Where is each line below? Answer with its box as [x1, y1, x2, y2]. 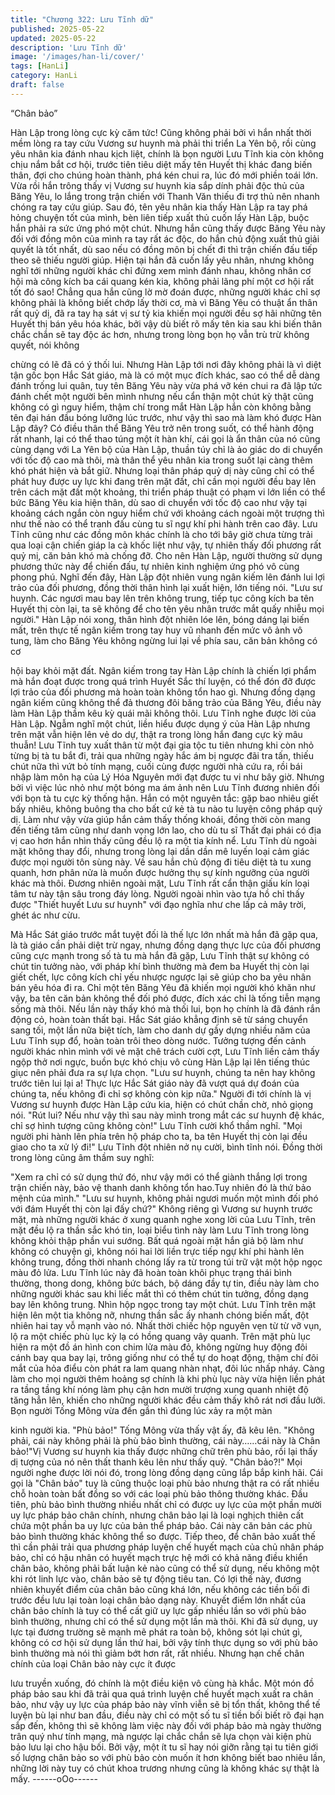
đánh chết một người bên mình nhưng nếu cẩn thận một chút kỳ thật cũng [10, 390, 314, 402]
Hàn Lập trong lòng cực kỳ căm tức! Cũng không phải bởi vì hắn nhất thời [10, 126, 312, 138]
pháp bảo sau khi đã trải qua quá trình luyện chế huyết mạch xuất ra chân [10, 1687, 314, 1700]
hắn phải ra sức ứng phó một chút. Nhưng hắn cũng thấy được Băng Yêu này [10, 222, 326, 234]
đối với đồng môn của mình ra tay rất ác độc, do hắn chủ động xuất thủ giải [10, 232, 320, 245]
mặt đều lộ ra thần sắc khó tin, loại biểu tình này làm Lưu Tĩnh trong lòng [10, 1224, 310, 1236]
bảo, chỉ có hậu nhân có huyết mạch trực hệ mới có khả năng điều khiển [10, 1551, 308, 1563]
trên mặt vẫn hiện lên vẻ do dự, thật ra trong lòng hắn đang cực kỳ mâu [10, 728, 303, 740]
